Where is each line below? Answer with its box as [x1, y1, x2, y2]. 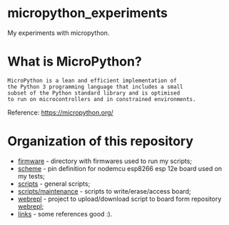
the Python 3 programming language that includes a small [7, 83, 183, 90]
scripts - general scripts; [17, 179, 91, 188]
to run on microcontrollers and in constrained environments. [7, 95, 196, 103]
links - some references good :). [17, 209, 113, 218]
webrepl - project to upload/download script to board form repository [17, 194, 222, 203]
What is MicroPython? [7, 53, 143, 70]
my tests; [17, 172, 45, 180]
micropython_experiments [7, 5, 168, 21]
